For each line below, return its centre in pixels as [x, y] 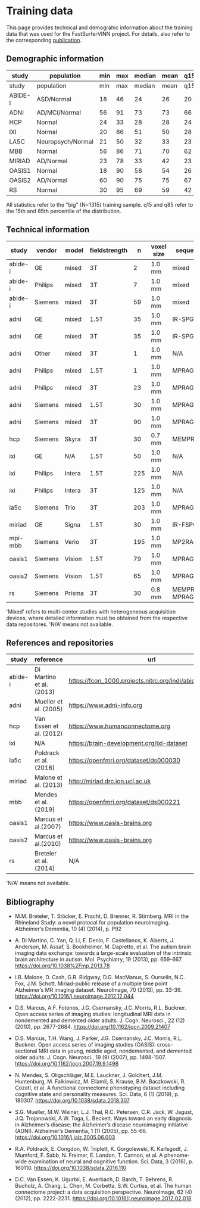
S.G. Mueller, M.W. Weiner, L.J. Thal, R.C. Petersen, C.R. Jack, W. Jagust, [104, 1112]
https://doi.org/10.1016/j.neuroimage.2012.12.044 [74, 997]
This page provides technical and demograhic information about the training [99, 27]
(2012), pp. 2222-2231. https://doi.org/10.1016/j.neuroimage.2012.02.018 [103, 1198]
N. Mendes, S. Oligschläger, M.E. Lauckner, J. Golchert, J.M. [89, 1075]
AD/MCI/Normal [59, 113]
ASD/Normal [54, 99]
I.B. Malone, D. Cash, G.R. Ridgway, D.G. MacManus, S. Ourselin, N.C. [100, 977]
